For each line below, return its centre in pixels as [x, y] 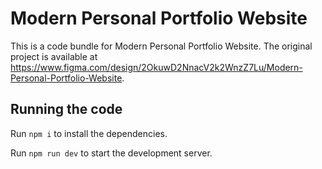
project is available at [54, 56]
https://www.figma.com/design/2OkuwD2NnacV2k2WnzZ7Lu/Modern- [156, 67]
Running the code [66, 109]
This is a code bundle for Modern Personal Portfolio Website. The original [161, 46]
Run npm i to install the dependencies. [89, 133]
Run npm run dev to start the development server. [111, 153]
